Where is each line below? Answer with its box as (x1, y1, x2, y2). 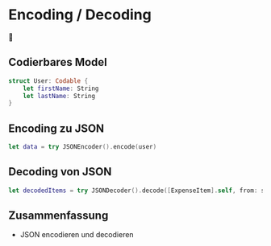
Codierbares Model (8, 55, 107, 69)
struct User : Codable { (8, 76, 89, 85)
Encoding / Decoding (8, 6, 152, 24)
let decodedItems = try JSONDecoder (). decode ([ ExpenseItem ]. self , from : (8, 187, 258, 195)
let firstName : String (23, 84, 99, 92)
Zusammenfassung (8, 209, 109, 223)
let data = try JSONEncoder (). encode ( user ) (8, 143, 157, 151)
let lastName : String (23, 92, 95, 100)
